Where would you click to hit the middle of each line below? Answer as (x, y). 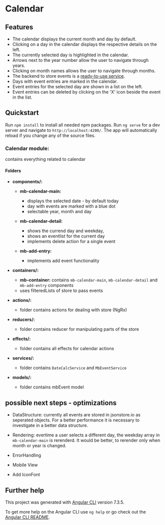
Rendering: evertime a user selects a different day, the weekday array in (86, 435)
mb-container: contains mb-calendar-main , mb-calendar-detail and (88, 280)
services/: (23, 358)
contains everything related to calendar (45, 159)
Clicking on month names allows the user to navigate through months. (84, 71)
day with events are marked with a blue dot (71, 206)
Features (19, 27)
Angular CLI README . (28, 517)
